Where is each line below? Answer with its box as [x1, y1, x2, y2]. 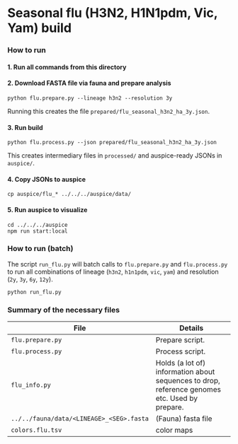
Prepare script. [155, 335, 205, 345]
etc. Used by [155, 394, 198, 404]
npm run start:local [7, 228, 69, 235]
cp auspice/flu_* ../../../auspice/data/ [7, 191, 132, 198]
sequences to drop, [155, 376, 221, 386]
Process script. [155, 346, 206, 356]
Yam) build [7, 20, 72, 36]
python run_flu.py [7, 288, 62, 296]
